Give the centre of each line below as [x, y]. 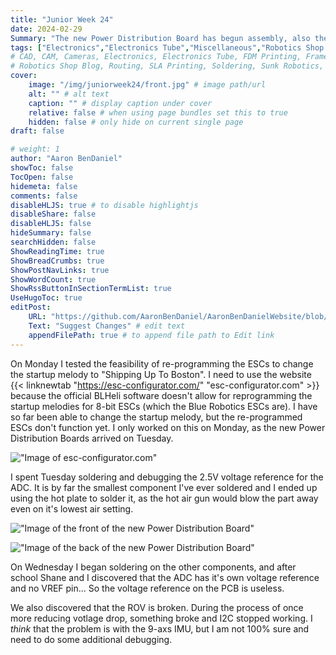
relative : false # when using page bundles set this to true [158, 112]
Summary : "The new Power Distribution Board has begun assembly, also [160, 38]
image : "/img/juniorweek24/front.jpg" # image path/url [147, 85]
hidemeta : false [44, 186]
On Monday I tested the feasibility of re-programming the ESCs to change [162, 363]
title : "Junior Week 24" [62, 19]
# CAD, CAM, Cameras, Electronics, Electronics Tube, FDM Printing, [156, 57]
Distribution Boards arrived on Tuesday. [92, 438]
